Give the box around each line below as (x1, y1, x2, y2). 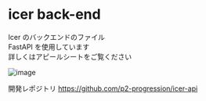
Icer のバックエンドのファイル (8, 32, 106, 41)
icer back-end (8, 5, 101, 23)
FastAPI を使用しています (8, 41, 90, 52)
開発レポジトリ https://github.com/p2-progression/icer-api (8, 84, 198, 93)
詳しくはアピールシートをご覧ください (8, 52, 132, 61)
